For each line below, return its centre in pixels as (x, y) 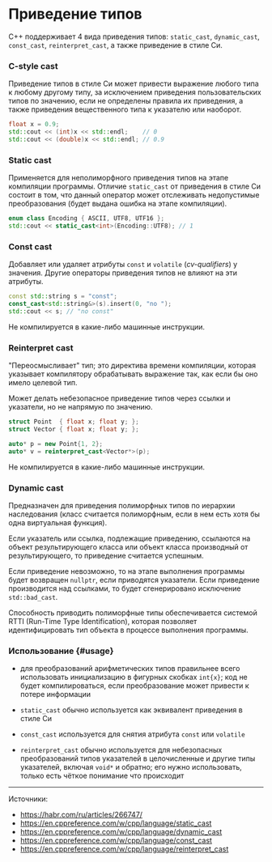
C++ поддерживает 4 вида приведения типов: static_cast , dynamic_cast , (134, 36)
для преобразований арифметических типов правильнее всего (130, 669)
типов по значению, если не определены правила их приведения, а (126, 101)
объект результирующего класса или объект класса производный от (128, 546)
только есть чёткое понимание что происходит (102, 776)
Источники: (28, 799)
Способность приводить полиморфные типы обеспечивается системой (133, 613)
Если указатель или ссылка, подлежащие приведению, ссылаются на (130, 538)
